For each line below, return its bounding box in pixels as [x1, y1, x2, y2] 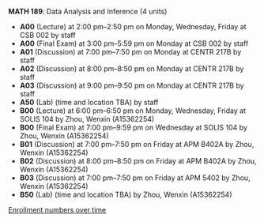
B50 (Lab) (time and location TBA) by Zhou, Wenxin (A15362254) [19, 190, 232, 199]
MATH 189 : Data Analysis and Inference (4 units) [8, 7, 168, 16]
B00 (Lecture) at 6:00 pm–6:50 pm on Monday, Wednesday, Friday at [19, 106, 247, 115]
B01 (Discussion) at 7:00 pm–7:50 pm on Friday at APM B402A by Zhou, [19, 140, 255, 149]
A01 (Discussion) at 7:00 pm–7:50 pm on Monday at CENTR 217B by [19, 47, 242, 56]
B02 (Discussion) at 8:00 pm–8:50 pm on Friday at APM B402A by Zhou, [19, 156, 257, 165]
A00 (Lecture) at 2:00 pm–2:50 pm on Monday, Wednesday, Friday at [19, 22, 247, 31]
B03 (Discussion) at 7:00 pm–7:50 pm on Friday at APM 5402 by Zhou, [19, 173, 251, 182]
